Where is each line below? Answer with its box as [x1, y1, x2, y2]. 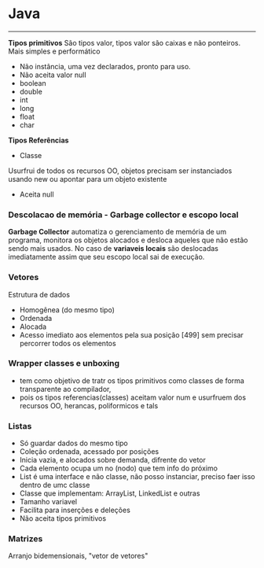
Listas [8, 420, 32, 431]
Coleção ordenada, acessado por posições [19, 447, 159, 456]
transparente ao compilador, [19, 384, 112, 393]
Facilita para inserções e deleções [19, 505, 131, 515]
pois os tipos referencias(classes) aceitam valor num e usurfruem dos [19, 393, 246, 402]
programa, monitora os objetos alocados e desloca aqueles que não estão [8, 235, 248, 245]
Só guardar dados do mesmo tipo [19, 438, 128, 448]
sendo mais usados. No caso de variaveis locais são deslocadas [8, 244, 218, 253]
